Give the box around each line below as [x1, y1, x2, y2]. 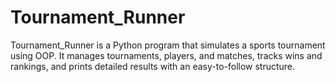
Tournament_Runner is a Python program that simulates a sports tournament [10, 39, 326, 51]
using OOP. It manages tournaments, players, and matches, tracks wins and [10, 49, 323, 61]
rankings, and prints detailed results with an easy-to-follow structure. [10, 60, 296, 72]
